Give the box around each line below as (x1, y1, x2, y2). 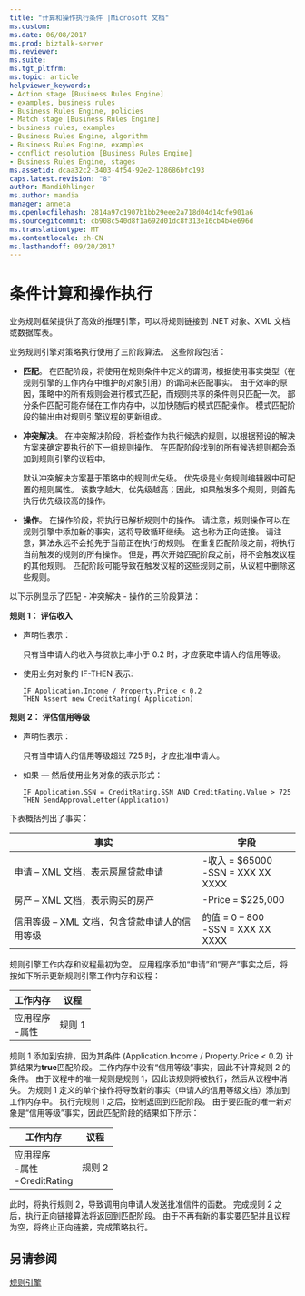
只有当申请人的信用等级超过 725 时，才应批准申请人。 (22, 750, 225, 761)
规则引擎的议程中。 (38, 453, 111, 464)
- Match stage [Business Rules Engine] (9, 115, 161, 124)
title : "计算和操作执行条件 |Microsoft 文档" (9, 13, 170, 23)
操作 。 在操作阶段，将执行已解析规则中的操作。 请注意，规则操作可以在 (22, 515, 290, 526)
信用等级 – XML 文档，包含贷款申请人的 (14, 916, 182, 928)
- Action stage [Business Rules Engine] (9, 89, 165, 98)
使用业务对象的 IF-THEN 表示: (22, 668, 133, 679)
